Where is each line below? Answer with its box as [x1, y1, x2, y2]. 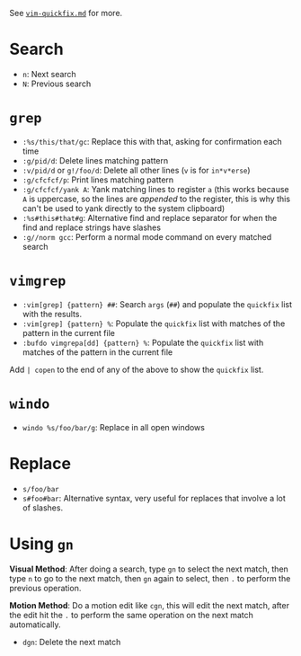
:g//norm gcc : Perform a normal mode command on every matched [22, 231, 272, 242]
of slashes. [22, 502, 64, 513]
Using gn [9, 534, 75, 554]
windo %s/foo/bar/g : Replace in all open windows [22, 421, 205, 432]
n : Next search [22, 68, 76, 79]
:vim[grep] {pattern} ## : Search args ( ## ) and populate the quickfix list [22, 298, 293, 309]
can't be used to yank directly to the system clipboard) [22, 202, 226, 214]
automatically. [9, 619, 61, 630]
